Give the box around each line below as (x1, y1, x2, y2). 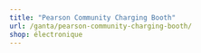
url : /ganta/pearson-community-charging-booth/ (9, 22, 193, 31)
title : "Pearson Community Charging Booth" (9, 13, 177, 22)
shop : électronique (9, 30, 83, 39)
